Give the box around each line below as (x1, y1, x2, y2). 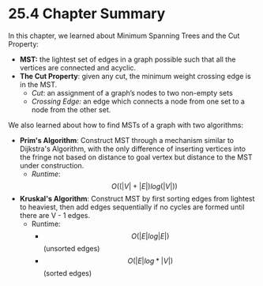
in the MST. (19, 80, 58, 89)
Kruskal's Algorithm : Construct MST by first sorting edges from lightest (19, 194, 255, 203)
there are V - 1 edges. (19, 210, 91, 220)
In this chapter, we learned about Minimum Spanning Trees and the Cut (8, 31, 240, 40)
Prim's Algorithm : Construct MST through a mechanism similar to (19, 135, 235, 145)
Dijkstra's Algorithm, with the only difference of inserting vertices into (19, 144, 246, 153)
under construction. (19, 160, 85, 170)
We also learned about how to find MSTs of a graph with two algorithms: (8, 120, 243, 130)
